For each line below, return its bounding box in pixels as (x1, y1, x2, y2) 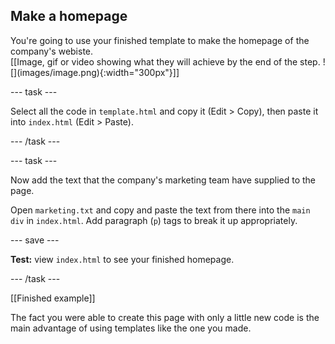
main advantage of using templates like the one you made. (10, 322, 252, 334)
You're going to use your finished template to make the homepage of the (10, 34, 310, 46)
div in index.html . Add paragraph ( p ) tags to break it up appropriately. (10, 214, 298, 226)
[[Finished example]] (10, 292, 96, 304)
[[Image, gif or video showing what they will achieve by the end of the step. (10, 55, 321, 68)
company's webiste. (10, 45, 94, 57)
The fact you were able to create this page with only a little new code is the (10, 311, 320, 323)
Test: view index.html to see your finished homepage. (10, 253, 235, 265)
